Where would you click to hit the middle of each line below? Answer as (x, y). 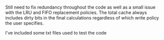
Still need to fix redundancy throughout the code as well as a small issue (80, 7)
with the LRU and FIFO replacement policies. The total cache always (76, 12)
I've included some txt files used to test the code (56, 33)
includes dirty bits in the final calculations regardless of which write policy (82, 18)
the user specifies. (24, 23)
